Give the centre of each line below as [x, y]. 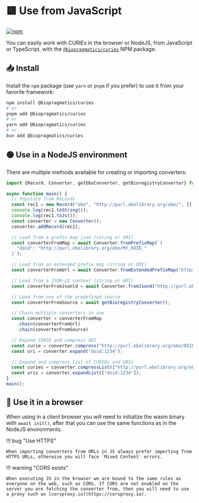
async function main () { [37, 194]
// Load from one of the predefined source [66, 297]
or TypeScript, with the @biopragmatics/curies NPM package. [81, 49]
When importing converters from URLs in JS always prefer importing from [99, 452]
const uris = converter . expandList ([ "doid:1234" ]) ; [77, 373]
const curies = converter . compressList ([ [63, 367]
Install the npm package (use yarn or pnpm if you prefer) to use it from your [95, 85]
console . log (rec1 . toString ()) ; [50, 210]
